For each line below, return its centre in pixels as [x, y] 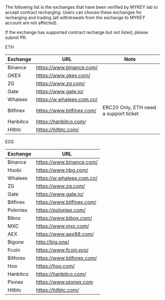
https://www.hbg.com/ [62, 170]
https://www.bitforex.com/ [67, 258]
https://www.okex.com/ [63, 75]
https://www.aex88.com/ [65, 234]
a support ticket [121, 114]
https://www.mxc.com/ [63, 226]
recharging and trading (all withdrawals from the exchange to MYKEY [75, 17]
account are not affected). [31, 23]
